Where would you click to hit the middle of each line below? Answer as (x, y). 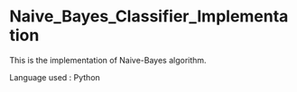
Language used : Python (55, 77)
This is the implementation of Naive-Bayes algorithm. (108, 60)
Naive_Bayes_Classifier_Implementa (149, 17)
